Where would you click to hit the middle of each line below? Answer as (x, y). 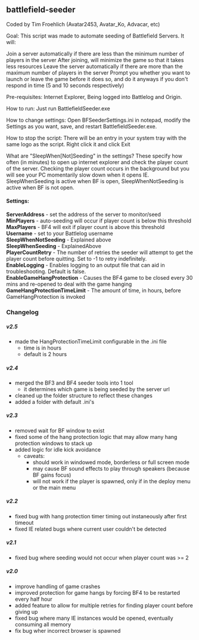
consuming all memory (43, 624)
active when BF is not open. (40, 187)
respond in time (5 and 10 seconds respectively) (65, 85)
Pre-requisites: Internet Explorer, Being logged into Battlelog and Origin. (94, 97)
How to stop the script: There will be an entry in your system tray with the (96, 138)
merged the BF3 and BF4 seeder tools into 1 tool (74, 383)
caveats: (34, 456)
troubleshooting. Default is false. (46, 271)
